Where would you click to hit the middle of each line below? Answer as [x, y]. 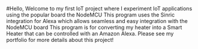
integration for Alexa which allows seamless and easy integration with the [97, 21]
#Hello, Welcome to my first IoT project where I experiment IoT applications [99, 9]
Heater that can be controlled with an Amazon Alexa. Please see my [90, 34]
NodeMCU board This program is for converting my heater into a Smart [94, 27]
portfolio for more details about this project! [60, 40]
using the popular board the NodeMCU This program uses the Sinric [91, 15]
